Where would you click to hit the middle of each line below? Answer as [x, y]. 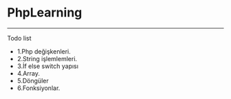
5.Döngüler [33, 80]
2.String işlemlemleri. [47, 58]
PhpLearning [45, 13]
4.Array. [28, 73]
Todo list [19, 38]
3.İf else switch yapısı [48, 66]
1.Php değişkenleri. [44, 51]
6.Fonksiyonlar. [38, 88]
